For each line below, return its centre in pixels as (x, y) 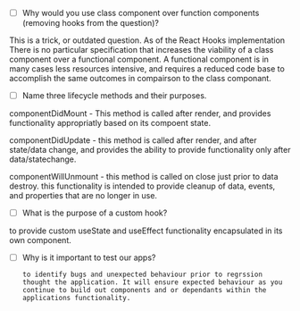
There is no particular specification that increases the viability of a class (142, 50)
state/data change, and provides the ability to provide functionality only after (150, 150)
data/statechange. (43, 159)
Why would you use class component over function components (141, 13)
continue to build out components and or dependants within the (144, 290)
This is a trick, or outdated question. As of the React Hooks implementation (147, 40)
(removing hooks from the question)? (90, 23)
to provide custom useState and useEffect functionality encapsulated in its (146, 231)
